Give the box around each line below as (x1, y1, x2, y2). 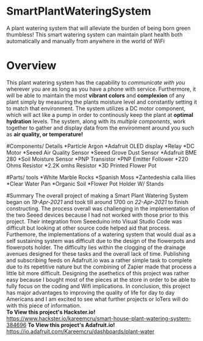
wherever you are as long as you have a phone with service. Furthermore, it (6, 85, 196, 93)
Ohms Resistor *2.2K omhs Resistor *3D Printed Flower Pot (6, 161, 157, 169)
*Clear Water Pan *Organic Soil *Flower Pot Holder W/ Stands (6, 180, 164, 187)
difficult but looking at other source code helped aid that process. (6, 224, 171, 231)
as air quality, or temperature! (6, 130, 84, 138)
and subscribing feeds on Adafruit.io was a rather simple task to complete (6, 256, 192, 264)
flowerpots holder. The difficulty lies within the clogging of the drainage (6, 244, 186, 251)
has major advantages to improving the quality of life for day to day (6, 289, 175, 296)
